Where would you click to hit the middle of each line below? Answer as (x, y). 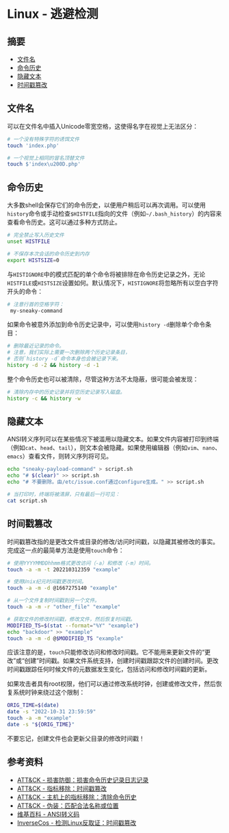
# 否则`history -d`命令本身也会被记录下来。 (64, 359)
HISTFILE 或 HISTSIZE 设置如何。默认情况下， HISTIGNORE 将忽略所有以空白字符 (113, 283)
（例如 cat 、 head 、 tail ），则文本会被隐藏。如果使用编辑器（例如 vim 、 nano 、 (114, 448)
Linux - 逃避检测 (53, 14)
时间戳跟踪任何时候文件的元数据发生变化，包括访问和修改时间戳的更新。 (109, 669)
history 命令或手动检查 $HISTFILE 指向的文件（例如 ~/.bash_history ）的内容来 (114, 214)
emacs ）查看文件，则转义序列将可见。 (60, 457)
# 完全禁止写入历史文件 (36, 235)
